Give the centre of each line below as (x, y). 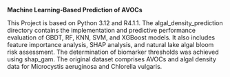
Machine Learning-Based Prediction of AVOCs (75, 10)
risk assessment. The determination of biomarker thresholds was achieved (113, 52)
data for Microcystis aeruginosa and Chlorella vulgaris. (85, 66)
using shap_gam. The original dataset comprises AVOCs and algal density (112, 59)
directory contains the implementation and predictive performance (102, 30)
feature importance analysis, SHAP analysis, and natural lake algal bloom (111, 45)
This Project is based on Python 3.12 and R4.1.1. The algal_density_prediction (115, 23)
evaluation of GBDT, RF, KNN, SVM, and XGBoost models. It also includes (111, 37)
